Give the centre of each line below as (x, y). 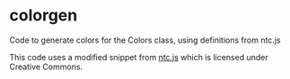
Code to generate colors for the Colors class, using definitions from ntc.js (145, 40)
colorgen (44, 16)
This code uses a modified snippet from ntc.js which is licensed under (139, 57)
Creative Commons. (46, 67)
